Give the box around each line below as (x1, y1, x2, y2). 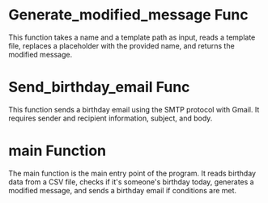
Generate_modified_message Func (8, 6, 249, 24)
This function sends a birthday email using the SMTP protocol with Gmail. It (8, 104, 260, 114)
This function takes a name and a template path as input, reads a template (8, 32, 256, 42)
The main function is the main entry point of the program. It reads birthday (8, 168, 257, 178)
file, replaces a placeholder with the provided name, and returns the (8, 40, 235, 50)
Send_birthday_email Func (8, 78, 190, 96)
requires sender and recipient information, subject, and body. (8, 113, 213, 123)
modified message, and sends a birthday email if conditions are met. (8, 185, 237, 195)
